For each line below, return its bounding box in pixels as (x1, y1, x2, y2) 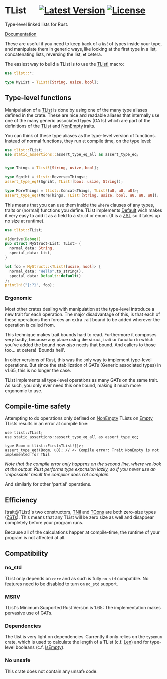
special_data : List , (9, 250, 52, 256)
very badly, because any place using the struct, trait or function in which (5, 337, 154, 342)
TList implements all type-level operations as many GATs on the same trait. (5, 377, 158, 383)
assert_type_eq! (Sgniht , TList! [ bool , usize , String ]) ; (5, 179, 123, 184)
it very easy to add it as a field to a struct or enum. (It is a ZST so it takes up (5, 212, 160, 218)
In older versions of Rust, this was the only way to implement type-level (5, 357, 152, 363)
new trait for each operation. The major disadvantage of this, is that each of (5, 311, 160, 317)
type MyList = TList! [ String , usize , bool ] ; (5, 80, 99, 85)
